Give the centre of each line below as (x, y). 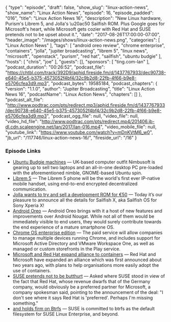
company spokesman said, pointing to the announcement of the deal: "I (88, 292)
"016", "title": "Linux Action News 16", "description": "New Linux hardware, (84, 18)
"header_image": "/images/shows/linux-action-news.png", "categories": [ (83, 40)
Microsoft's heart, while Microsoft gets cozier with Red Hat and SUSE (78, 29)
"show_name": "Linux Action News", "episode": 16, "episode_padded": (80, 13)
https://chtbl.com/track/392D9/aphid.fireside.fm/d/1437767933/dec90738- (87, 73)
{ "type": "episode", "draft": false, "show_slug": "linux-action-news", (77, 7)
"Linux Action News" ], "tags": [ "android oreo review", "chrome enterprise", (85, 45)
